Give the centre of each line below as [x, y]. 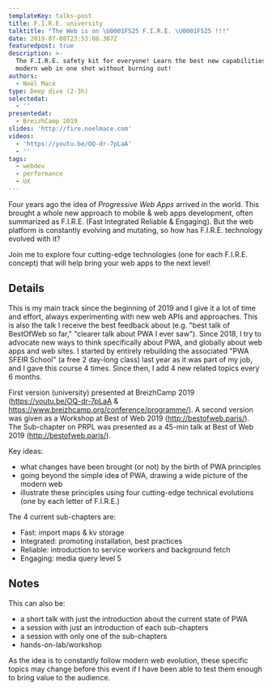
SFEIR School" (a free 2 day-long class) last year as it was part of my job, [130, 359]
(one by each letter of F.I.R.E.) [70, 501]
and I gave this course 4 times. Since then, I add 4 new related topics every [134, 368]
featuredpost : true [41, 46]
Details [26, 288]
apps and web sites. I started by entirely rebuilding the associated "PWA [129, 351]
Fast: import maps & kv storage [72, 532]
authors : [23, 76]
